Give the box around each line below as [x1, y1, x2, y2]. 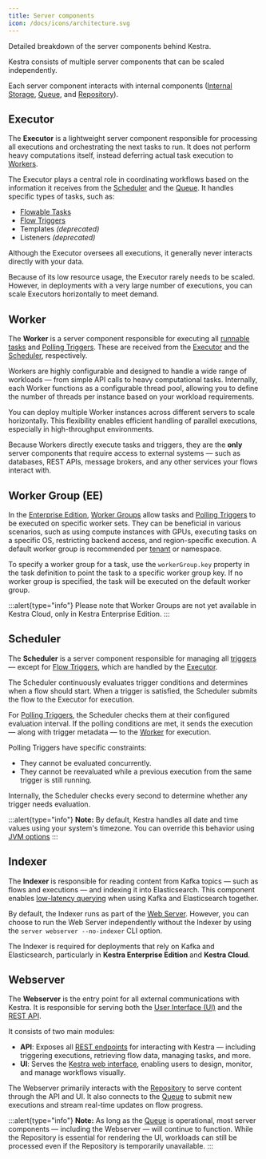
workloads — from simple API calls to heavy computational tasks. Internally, [8, 375, 258, 384]
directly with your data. [8, 257, 85, 267]
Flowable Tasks [19, 207, 72, 217]
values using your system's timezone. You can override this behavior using [8, 823, 255, 833]
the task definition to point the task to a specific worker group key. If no [8, 568, 244, 577]
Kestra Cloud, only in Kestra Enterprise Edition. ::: [8, 609, 170, 618]
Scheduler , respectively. [8, 351, 88, 360]
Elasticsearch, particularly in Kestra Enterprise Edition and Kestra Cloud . [8, 950, 250, 960]
